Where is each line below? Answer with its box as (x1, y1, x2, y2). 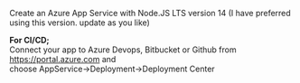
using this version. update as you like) (9, 17, 151, 28)
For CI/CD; (9, 35, 50, 45)
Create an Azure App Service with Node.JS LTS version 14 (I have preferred (9, 8, 291, 18)
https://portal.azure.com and (9, 54, 117, 64)
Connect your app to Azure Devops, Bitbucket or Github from (9, 44, 237, 55)
